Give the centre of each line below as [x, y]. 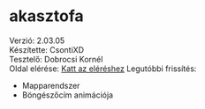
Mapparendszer [51, 85]
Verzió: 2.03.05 [37, 40]
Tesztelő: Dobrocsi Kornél [56, 59]
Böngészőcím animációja [67, 95]
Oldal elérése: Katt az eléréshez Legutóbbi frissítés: [103, 69]
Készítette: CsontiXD [47, 49]
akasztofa [46, 16]
